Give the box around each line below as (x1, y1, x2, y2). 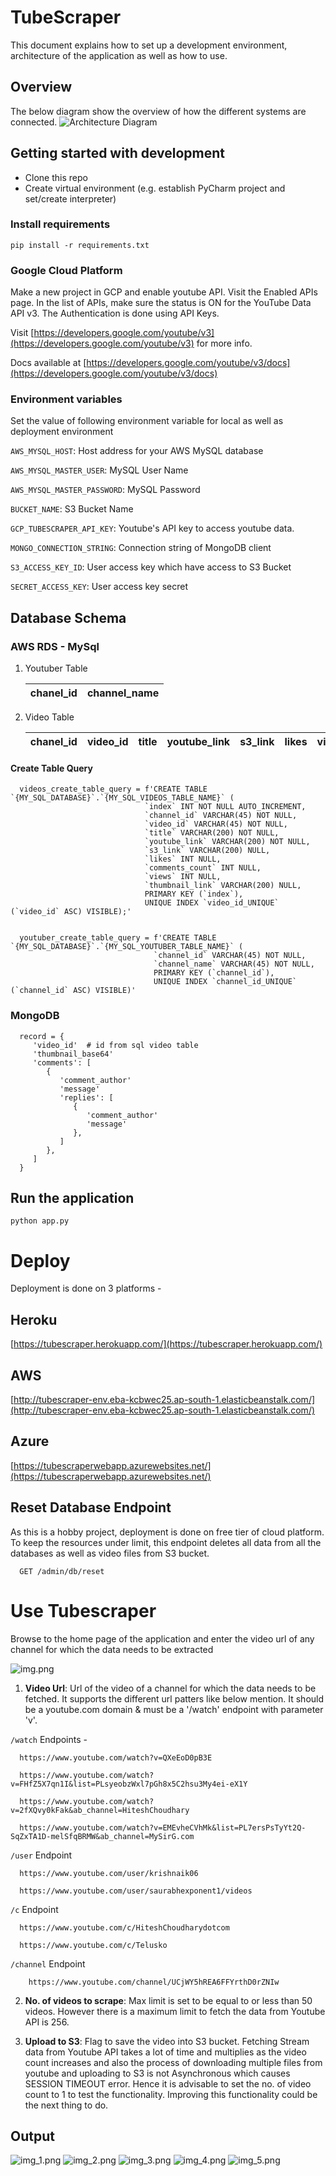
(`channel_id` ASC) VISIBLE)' (10, 986, 137, 996)
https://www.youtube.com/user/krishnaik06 (19, 1868, 199, 1878)
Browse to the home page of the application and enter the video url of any (10, 1632, 315, 1645)
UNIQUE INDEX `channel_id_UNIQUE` (153, 977, 298, 987)
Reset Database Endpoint (10, 1499, 172, 1516)
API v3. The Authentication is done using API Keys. (10, 307, 220, 320)
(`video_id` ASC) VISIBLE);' (10, 907, 132, 917)
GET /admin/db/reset (19, 1566, 105, 1576)
